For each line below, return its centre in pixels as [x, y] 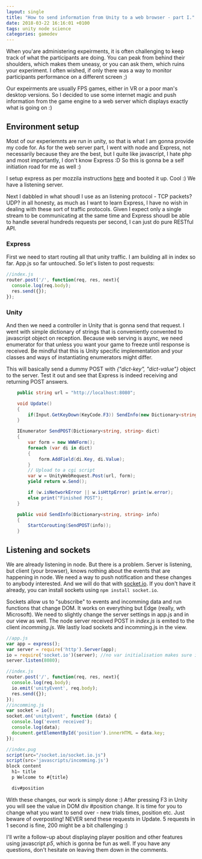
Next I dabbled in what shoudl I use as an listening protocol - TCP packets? [99, 196]
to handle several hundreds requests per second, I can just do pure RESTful [100, 222]
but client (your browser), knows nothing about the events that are [88, 571]
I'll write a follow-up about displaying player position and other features [95, 837]
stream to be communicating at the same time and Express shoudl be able [98, 215]
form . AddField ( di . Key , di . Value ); [81, 459]
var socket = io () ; [31, 710]
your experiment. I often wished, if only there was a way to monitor [89, 70]
